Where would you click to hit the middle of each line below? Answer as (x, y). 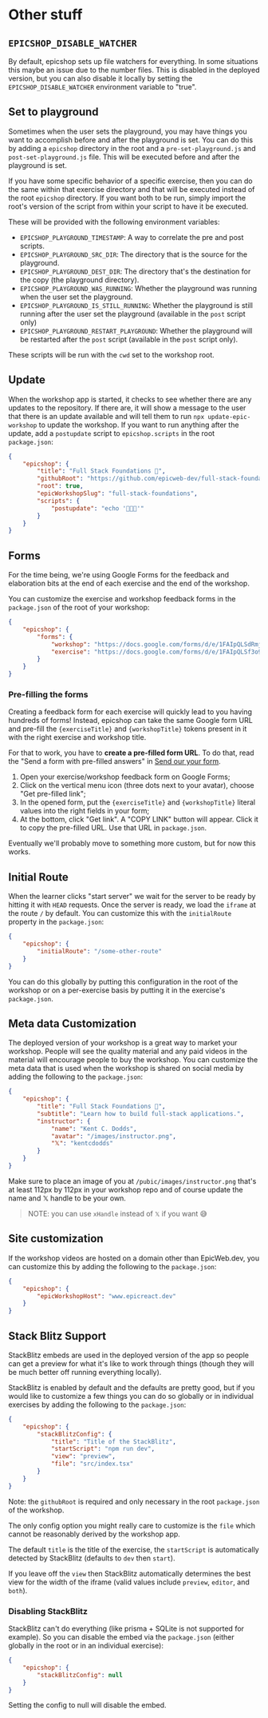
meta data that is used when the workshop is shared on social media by (126, 1069)
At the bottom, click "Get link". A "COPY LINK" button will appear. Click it (139, 819)
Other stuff (45, 15)
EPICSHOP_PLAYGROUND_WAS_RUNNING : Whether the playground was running (138, 288)
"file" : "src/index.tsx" (92, 1464)
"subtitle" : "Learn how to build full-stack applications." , (141, 1113)
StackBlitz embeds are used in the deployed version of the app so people (129, 1355)
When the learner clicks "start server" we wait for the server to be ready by (132, 897)
